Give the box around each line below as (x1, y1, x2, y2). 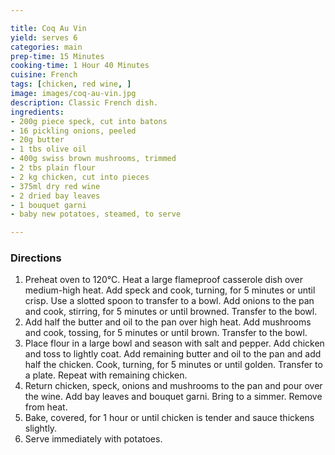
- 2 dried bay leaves (10, 191, 101, 201)
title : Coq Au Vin (10, 23, 87, 33)
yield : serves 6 (10, 32, 78, 43)
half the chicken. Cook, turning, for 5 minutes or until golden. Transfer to (24, 359, 323, 371)
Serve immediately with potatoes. (24, 433, 163, 445)
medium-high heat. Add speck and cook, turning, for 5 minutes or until (24, 284, 316, 296)
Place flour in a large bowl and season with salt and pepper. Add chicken (24, 337, 325, 350)
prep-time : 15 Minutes (10, 51, 105, 61)
